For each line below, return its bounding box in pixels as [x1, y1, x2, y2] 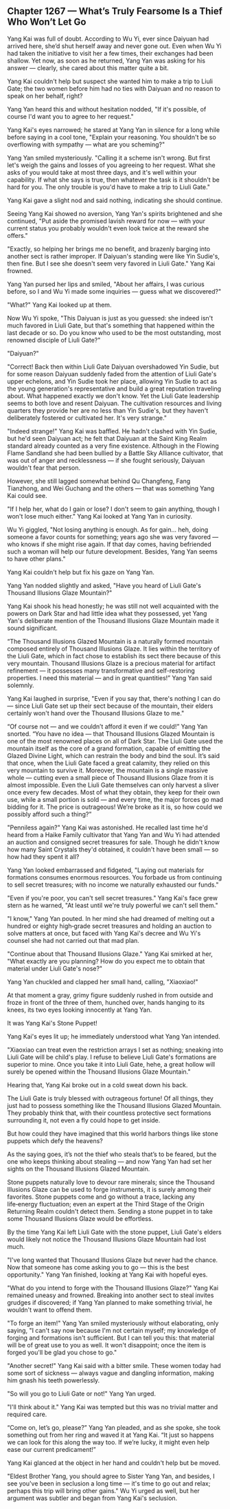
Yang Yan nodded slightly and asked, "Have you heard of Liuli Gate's [7, 581, 201, 589]
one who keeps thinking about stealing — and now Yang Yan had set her [7, 1157, 212, 1165]
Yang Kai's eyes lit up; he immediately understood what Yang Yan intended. [7, 1032, 221, 1041]
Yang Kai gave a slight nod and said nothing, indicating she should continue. [7, 196, 223, 204]
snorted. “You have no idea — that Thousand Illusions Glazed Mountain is [7, 729, 215, 738]
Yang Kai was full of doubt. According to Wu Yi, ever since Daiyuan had [7, 34, 209, 43]
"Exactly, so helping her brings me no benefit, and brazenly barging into [7, 244, 211, 253]
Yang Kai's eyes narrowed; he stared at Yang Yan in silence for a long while [7, 125, 220, 133]
